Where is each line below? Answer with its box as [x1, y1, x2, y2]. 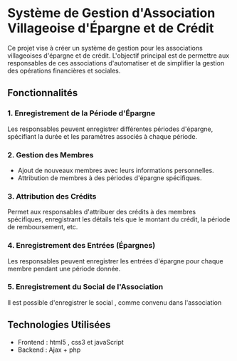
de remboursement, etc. [7, 223, 78, 231]
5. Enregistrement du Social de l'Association [7, 282, 164, 292]
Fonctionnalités [7, 87, 78, 99]
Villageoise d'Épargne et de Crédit [7, 20, 214, 36]
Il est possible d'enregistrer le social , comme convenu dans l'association [7, 298, 222, 307]
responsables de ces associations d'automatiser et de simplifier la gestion [7, 58, 225, 67]
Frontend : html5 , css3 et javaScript [17, 338, 125, 346]
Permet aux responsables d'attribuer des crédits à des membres [7, 208, 196, 216]
